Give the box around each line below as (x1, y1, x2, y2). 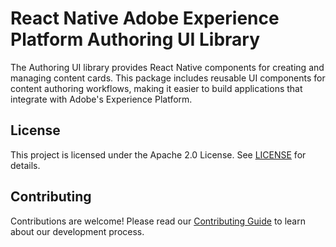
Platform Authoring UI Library (10, 28, 260, 51)
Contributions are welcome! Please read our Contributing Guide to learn (10, 215, 306, 227)
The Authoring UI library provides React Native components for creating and (10, 61, 325, 73)
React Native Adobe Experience (10, 7, 280, 30)
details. (10, 159, 41, 171)
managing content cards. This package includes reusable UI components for (10, 72, 326, 84)
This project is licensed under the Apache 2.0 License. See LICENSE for (10, 148, 307, 161)
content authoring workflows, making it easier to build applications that (10, 82, 303, 94)
